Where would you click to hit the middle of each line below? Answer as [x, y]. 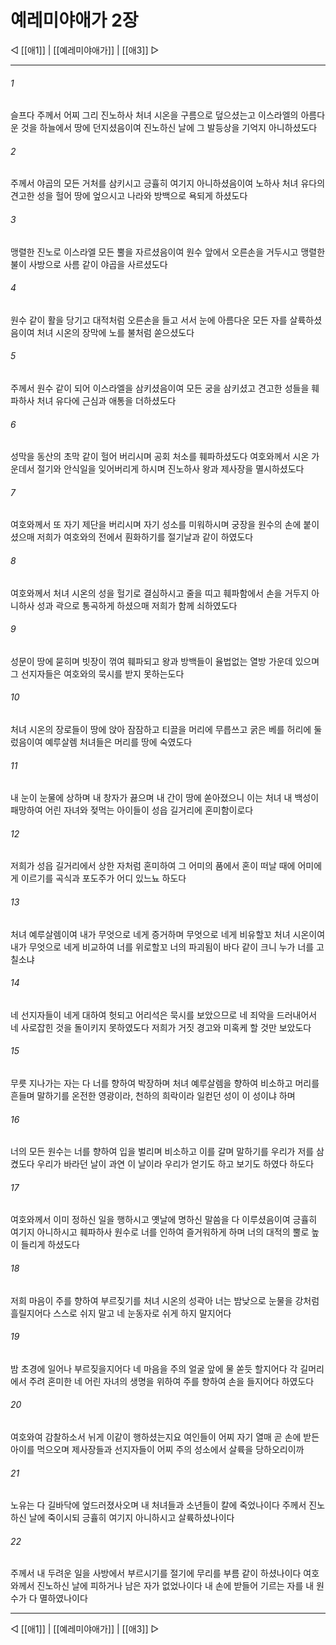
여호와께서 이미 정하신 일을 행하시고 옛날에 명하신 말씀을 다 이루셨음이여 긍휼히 [164, 1220]
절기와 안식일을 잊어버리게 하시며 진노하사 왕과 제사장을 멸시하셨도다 [170, 469]
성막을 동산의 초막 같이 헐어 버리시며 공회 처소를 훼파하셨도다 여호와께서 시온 [160, 457]
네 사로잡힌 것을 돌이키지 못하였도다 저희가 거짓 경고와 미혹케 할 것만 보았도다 [161, 1027]
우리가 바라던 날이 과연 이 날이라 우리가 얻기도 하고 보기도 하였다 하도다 [175, 1164]
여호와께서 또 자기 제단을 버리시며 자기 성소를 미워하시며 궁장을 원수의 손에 [156, 525]
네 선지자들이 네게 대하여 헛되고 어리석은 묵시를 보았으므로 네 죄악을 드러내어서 [164, 1015]
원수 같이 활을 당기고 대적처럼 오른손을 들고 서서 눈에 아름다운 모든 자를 [149, 320]
